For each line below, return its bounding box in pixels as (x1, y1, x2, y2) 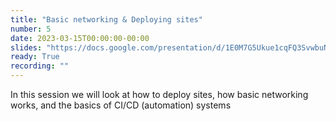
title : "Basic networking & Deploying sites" (10, 14, 203, 25)
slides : (10, 42, 43, 53)
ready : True (10, 52, 60, 62)
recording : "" (10, 61, 70, 71)
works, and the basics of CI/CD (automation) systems (10, 99, 232, 111)
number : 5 (10, 24, 52, 34)
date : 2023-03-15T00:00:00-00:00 (10, 33, 150, 43)
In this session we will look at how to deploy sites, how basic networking (10, 89, 309, 100)
